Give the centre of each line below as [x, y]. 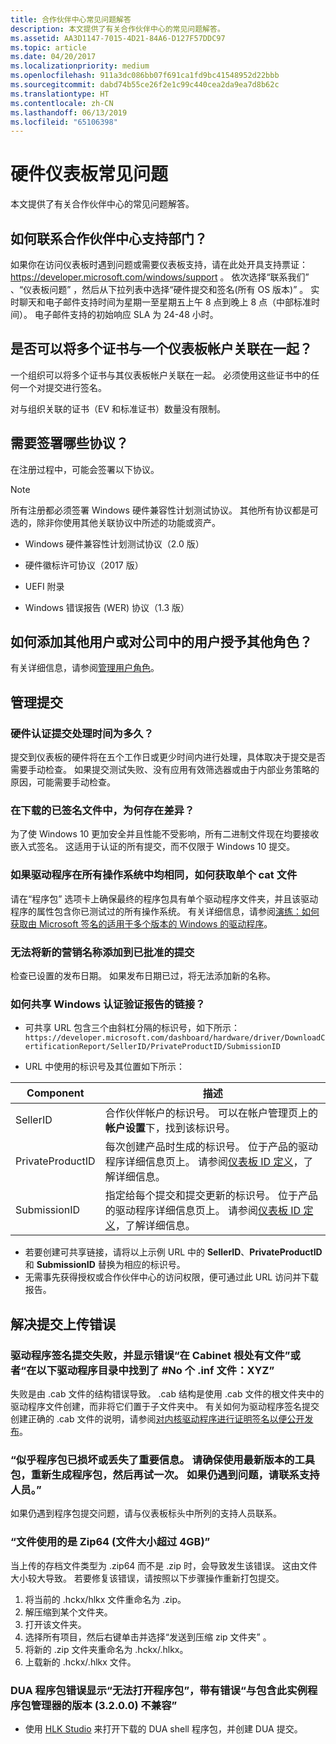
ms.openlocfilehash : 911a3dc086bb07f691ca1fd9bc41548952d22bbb [145, 76]
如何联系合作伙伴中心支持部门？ [109, 238]
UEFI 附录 [44, 586]
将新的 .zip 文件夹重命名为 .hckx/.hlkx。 [106, 1649]
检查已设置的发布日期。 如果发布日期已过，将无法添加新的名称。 [143, 976]
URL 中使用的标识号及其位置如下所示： [105, 1067]
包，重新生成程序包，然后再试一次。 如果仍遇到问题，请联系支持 [165, 1474]
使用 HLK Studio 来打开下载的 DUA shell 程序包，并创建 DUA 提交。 [163, 1728]
